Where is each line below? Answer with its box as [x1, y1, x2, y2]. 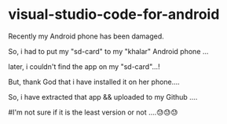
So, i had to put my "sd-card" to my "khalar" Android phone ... [8, 46, 209, 56]
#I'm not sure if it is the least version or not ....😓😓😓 [8, 108, 178, 117]
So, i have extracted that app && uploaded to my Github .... [8, 92, 198, 101]
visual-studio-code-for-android [8, 5, 220, 24]
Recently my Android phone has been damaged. [8, 31, 165, 41]
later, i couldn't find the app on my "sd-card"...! [8, 61, 160, 71]
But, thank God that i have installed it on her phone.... [8, 77, 181, 86]
